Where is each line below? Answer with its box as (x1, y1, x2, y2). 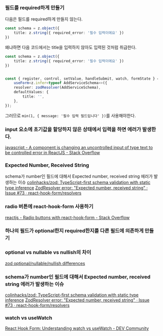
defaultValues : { (14, 90, 49, 95)
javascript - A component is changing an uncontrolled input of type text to (5, 144, 153, 150)
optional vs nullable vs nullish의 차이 (5, 249, 91, 256)
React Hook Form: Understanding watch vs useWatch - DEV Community (5, 325, 149, 331)
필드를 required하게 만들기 (5, 4, 65, 11)
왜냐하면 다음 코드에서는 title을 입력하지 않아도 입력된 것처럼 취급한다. (5, 44, 137, 50)
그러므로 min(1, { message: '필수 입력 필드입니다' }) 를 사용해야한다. (5, 113, 136, 118)
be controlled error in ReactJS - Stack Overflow (5, 150, 100, 155)
